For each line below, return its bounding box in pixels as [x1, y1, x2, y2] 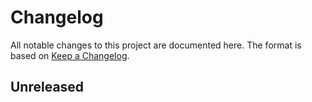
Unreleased [10, 79, 85, 96]
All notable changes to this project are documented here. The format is [10, 39, 302, 51]
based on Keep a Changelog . [10, 49, 130, 61]
